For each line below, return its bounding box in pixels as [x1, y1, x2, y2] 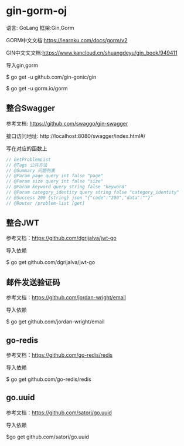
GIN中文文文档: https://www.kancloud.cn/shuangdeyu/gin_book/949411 [6, 49, 178, 56]
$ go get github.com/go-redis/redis [6, 376, 92, 383]
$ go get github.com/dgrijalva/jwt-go [6, 259, 96, 266]
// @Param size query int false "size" [6, 178, 104, 184]
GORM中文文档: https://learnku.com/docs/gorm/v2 [6, 36, 128, 43]
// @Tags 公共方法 [6, 162, 47, 168]
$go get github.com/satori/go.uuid [6, 433, 90, 440]
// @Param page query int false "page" [6, 173, 104, 179]
